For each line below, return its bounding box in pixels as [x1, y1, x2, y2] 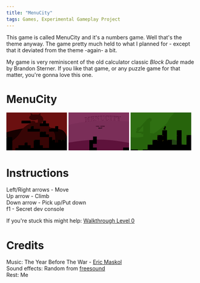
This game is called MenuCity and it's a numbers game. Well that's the [6, 33, 182, 41]
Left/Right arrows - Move [6, 186, 69, 193]
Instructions [6, 166, 69, 180]
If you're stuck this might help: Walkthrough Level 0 [6, 217, 135, 224]
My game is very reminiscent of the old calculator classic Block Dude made [6, 58, 195, 65]
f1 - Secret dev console [6, 205, 65, 213]
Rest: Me [6, 271, 28, 279]
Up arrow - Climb [6, 193, 50, 200]
